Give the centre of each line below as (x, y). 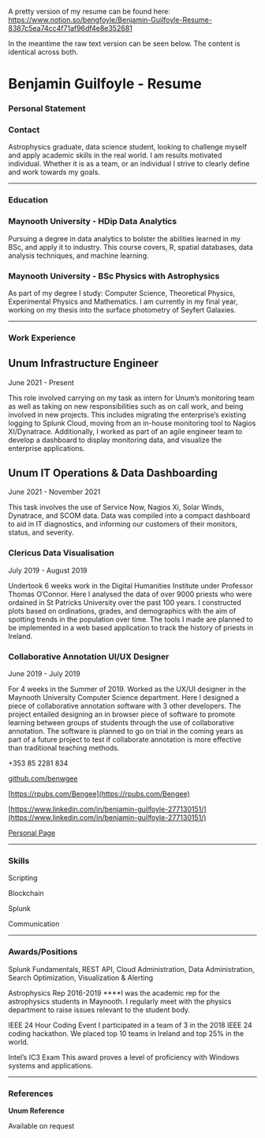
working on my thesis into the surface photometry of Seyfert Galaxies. (122, 310)
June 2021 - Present (41, 382)
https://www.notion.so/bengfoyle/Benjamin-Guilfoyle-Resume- (110, 20)
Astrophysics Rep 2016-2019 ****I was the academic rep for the (114, 992)
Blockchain (26, 894)
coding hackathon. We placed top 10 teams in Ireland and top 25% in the (126, 1033)
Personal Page (32, 833)
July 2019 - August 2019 (48, 570)
